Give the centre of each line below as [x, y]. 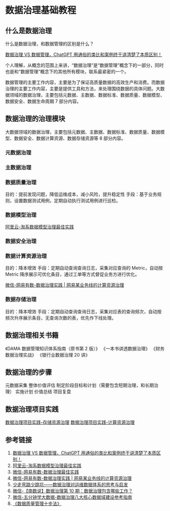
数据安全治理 [21, 241]
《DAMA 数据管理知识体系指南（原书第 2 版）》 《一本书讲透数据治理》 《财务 [85, 348]
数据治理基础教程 [41, 10]
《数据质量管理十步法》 [37, 503]
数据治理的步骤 [29, 372]
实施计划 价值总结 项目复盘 [43, 392]
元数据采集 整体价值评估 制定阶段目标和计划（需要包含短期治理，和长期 [80, 386]
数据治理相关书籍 [32, 335]
